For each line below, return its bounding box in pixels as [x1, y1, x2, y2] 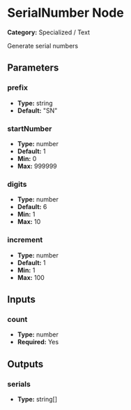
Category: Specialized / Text [7, 28, 91, 36]
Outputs [7, 358, 44, 370]
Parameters [7, 62, 59, 74]
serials [7, 379, 31, 389]
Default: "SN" [17, 106, 58, 115]
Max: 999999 [17, 162, 57, 170]
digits [7, 179, 27, 189]
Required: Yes [17, 338, 59, 346]
